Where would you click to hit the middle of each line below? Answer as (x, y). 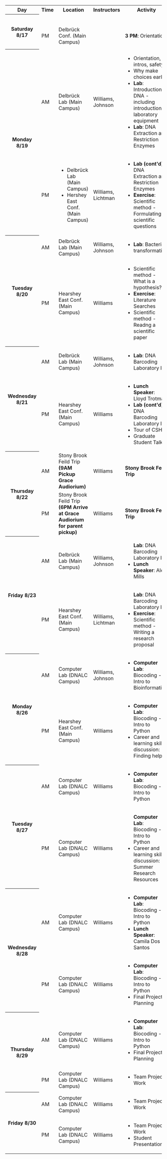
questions (145, 226)
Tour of (142, 430)
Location (74, 10)
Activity (147, 10)
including (144, 102)
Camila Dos (147, 941)
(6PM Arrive (73, 507)
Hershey (77, 195)
